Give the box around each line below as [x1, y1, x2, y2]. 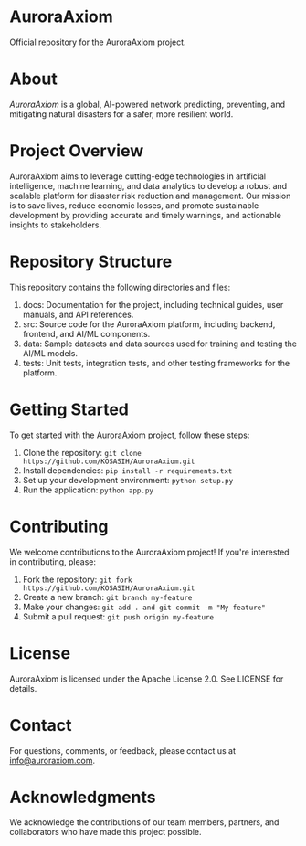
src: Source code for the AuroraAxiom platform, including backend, [22, 318, 276, 330]
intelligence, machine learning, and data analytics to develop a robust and [9, 180, 288, 191]
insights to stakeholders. [9, 219, 102, 230]
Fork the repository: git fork [22, 574, 132, 585]
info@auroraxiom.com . [9, 755, 96, 766]
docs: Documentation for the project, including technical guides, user [22, 299, 284, 310]
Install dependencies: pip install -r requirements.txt [22, 464, 233, 476]
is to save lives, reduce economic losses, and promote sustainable [9, 199, 259, 211]
